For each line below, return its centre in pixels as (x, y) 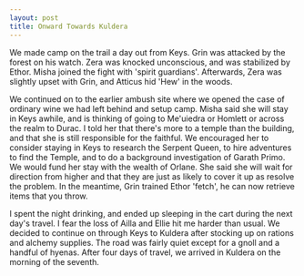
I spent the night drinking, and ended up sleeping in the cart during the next (151, 213)
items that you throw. (49, 196)
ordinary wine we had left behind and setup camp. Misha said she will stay (149, 108)
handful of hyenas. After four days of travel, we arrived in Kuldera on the (145, 252)
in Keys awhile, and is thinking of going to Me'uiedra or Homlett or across (147, 118)
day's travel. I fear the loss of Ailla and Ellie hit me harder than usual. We (145, 223)
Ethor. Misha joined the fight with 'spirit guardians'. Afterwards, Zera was (146, 72)
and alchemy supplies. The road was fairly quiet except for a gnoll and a (145, 242)
